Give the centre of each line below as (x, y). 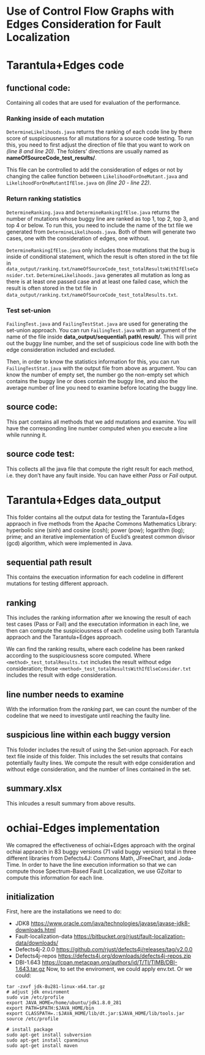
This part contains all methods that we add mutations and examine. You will (102, 422)
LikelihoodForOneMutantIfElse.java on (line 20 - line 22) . (79, 183)
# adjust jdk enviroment (38, 992)
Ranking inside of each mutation (55, 119)
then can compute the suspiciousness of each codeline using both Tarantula (103, 631)
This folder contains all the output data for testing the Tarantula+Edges (95, 517)
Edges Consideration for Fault (84, 24)
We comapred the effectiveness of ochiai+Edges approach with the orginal (101, 845)
